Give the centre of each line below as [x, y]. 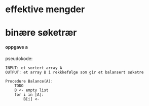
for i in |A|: [29, 95]
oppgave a [16, 47]
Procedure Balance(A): [29, 81]
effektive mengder [45, 9]
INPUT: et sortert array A [34, 68]
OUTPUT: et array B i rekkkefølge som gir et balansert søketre [74, 72]
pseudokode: [19, 58]
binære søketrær [41, 33]
